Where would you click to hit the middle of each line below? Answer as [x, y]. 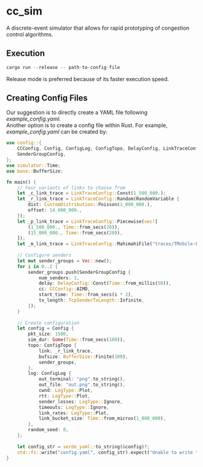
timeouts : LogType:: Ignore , [74, 407]
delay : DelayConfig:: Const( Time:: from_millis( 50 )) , [105, 283]
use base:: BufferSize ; [35, 171]
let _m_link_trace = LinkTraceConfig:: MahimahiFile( [85, 244]
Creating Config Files [47, 98]
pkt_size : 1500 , [48, 334]
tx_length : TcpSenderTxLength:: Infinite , [92, 300]
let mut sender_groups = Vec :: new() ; [65, 261]
